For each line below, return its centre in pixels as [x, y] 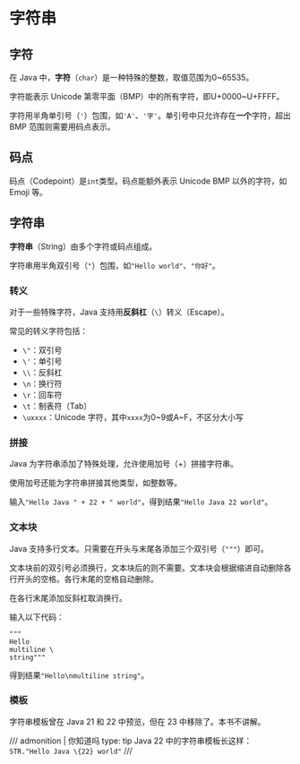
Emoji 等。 [28, 192]
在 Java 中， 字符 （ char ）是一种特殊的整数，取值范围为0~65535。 [132, 77]
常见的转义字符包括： [48, 330]
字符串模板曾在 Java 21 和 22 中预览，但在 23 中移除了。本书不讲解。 [137, 721]
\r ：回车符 [42, 394]
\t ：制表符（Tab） [57, 406]
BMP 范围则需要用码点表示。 [62, 127]
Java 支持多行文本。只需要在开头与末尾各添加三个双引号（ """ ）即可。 [139, 548]
